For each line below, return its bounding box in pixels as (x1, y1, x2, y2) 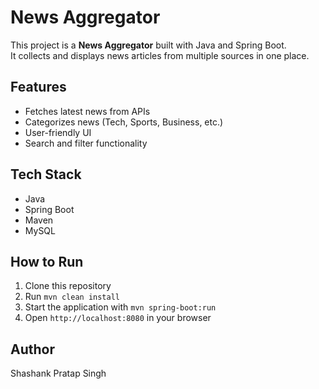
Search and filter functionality (24, 137, 148, 149)
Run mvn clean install (24, 291, 120, 303)
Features (10, 79, 67, 96)
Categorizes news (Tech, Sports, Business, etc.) (24, 116, 224, 128)
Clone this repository (24, 280, 112, 292)
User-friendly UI (24, 126, 92, 138)
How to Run (10, 253, 84, 270)
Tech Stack (10, 166, 82, 183)
